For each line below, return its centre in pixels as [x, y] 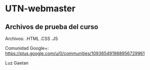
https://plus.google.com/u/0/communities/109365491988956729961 [75, 53]
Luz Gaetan [17, 63]
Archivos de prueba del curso [52, 27]
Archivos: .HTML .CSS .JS [32, 38]
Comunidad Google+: [27, 48]
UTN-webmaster [40, 9]
